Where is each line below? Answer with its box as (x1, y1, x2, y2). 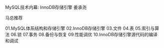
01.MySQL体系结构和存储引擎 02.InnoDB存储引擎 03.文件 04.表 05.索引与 (5, 25, 155, 31)
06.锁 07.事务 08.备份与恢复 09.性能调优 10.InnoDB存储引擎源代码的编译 (10, 32, 158, 37)
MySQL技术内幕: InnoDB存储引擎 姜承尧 (5, 4, 87, 10)
